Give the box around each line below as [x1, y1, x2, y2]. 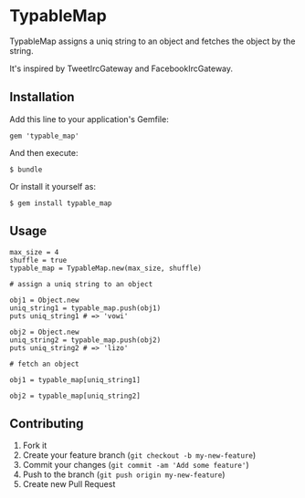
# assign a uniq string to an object [9, 279, 153, 288]
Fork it [22, 440, 47, 451]
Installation [9, 89, 75, 105]
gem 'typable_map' [9, 131, 79, 140]
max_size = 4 [9, 247, 59, 256]
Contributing [9, 416, 84, 431]
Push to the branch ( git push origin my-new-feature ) [22, 469, 226, 480]
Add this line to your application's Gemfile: [9, 113, 169, 124]
